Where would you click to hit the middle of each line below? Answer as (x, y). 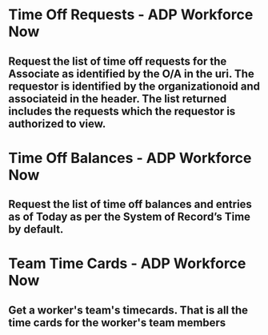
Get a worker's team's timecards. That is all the (128, 310)
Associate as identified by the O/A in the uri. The (131, 74)
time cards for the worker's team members (117, 323)
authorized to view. (57, 124)
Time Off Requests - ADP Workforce (131, 15)
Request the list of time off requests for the (118, 61)
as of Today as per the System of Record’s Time (129, 217)
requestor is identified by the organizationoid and (134, 86)
